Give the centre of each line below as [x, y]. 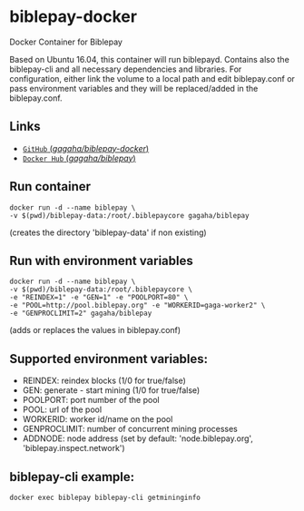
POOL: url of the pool [62, 409]
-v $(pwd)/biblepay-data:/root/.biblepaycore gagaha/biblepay [129, 215]
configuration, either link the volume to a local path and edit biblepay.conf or [152, 78]
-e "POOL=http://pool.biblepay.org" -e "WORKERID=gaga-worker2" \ [137, 306]
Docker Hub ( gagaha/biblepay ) [79, 158]
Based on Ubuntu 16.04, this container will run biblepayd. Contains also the [150, 59]
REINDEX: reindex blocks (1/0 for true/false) [104, 381]
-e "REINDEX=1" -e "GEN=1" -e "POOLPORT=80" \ [99, 298]
